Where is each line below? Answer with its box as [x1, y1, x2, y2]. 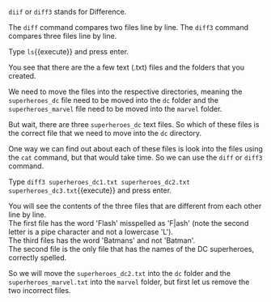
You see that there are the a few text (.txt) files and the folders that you [8, 62, 245, 72]
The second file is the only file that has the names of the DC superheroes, [8, 245, 255, 253]
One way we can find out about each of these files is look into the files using [8, 144, 263, 153]
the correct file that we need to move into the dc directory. [8, 129, 202, 138]
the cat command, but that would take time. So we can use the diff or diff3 [8, 153, 263, 162]
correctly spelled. [8, 253, 67, 262]
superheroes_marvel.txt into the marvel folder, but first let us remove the [8, 277, 250, 287]
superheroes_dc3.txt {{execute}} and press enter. [8, 185, 172, 195]
